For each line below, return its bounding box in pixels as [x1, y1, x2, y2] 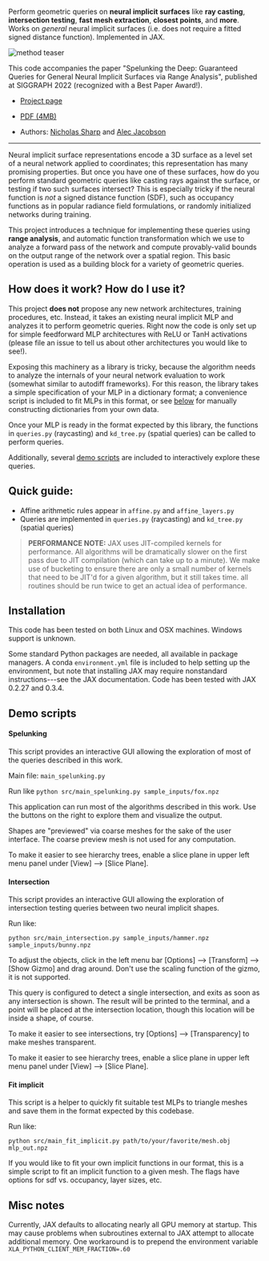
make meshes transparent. [8, 1037, 97, 1047]
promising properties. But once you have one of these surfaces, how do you [8, 168, 259, 176]
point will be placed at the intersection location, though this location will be [8, 1005, 255, 1015]
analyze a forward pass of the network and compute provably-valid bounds [8, 242, 258, 252]
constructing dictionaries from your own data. [8, 404, 159, 414]
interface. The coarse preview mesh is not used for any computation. [8, 835, 236, 844]
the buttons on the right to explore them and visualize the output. [8, 810, 223, 820]
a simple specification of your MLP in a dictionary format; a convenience [8, 387, 247, 397]
